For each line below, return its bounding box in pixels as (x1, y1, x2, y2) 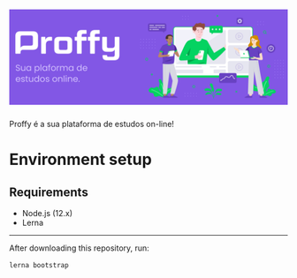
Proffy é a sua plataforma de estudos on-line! (9, 119, 175, 130)
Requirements (9, 184, 88, 199)
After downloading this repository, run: (9, 243, 150, 253)
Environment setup (9, 150, 152, 169)
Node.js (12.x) (21, 208, 73, 219)
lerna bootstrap (9, 261, 69, 270)
